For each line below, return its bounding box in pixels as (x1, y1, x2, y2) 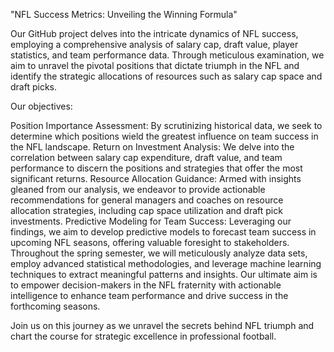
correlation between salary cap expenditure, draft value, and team (10, 152, 283, 163)
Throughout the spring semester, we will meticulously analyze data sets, (10, 247, 308, 259)
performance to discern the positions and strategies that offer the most (10, 162, 303, 174)
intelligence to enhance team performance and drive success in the (10, 290, 289, 301)
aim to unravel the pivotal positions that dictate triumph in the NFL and (10, 60, 300, 71)
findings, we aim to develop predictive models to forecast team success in (10, 226, 317, 238)
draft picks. (10, 81, 57, 93)
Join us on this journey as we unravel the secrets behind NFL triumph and (10, 320, 315, 331)
